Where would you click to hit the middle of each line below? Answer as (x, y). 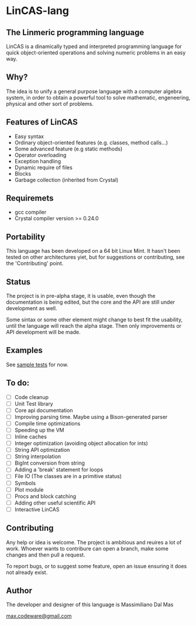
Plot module (29, 489)
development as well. (32, 308)
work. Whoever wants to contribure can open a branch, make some (87, 548)
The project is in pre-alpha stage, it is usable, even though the (81, 296)
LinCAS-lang (37, 11)
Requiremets (30, 198)
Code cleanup (31, 397)
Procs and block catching (45, 496)
